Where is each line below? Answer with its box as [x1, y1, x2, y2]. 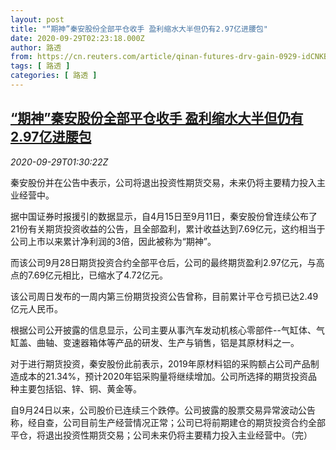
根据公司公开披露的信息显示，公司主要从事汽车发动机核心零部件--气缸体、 [10, 324, 317, 336]
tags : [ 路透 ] [10, 61, 71, 71]
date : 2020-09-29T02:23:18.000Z [10, 33, 145, 43]
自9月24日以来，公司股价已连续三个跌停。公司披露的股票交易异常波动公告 [10, 404, 317, 416]
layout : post [10, 14, 65, 25]
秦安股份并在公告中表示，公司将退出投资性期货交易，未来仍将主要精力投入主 [10, 176, 326, 188]
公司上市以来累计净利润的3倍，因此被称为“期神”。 [10, 235, 217, 247]
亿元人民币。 [10, 302, 63, 315]
